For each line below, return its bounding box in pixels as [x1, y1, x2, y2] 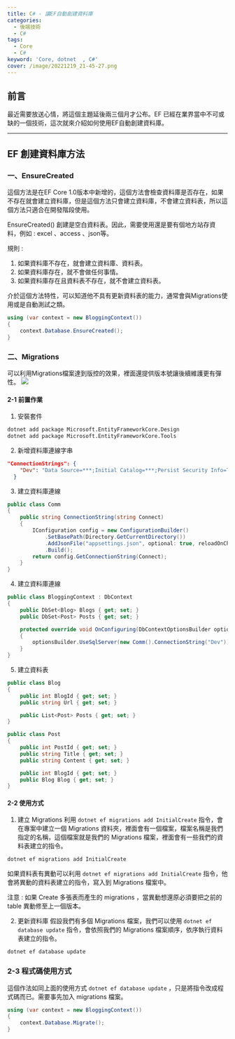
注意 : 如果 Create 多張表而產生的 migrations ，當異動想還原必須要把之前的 [7, 893, 222, 901]
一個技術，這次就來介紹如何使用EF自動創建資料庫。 [19, 119, 168, 127]
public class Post [7, 731, 61, 738]
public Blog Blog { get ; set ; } [20, 776, 114, 783]
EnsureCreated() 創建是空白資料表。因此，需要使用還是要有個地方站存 [7, 220, 210, 229]
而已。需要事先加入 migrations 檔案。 [19, 992, 127, 1000]
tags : [7, 36, 23, 43]
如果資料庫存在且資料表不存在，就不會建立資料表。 [17, 276, 165, 285]
